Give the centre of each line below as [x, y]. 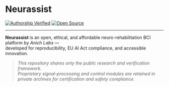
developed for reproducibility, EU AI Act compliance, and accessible [76, 48]
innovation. [17, 53]
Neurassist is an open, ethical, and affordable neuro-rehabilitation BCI [78, 37]
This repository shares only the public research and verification [83, 63]
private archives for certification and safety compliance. [76, 79]
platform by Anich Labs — [32, 42]
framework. [29, 68]
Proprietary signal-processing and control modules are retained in [86, 73]
